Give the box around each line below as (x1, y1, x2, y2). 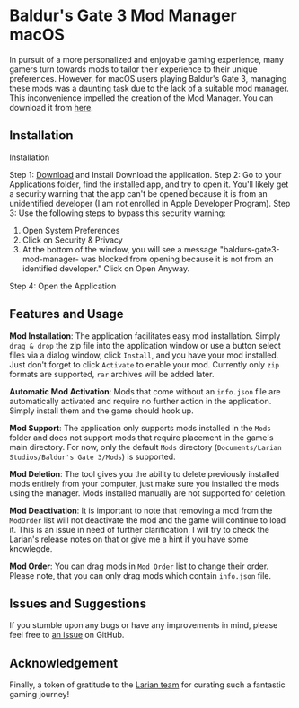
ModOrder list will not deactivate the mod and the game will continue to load (9, 514, 286, 526)
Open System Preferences (22, 225, 120, 235)
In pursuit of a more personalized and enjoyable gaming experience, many (9, 54, 285, 65)
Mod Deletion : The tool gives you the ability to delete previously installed (9, 468, 280, 479)
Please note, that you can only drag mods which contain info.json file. (9, 570, 272, 580)
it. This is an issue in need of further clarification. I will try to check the (9, 524, 269, 535)
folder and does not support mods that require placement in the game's (9, 432, 274, 443)
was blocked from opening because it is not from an (80, 253, 274, 264)
